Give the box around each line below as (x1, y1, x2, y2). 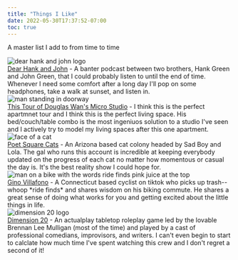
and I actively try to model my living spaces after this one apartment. (7, 125, 209, 134)
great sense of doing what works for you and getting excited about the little (7, 193, 229, 202)
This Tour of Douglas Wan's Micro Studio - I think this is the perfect (7, 103, 205, 111)
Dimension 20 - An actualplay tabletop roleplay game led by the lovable (7, 216, 217, 224)
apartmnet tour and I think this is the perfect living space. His (7, 110, 187, 118)
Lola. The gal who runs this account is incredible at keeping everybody (7, 147, 215, 157)
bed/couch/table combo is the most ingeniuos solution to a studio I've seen (7, 118, 229, 126)
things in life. (7, 201, 45, 209)
